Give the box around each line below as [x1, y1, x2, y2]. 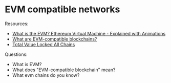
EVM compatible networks [5, 4, 120, 15]
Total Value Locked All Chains [12, 41, 75, 47]
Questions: [5, 51, 28, 57]
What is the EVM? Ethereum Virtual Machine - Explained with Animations [12, 30, 166, 36]
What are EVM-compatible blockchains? [12, 36, 97, 42]
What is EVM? [12, 61, 42, 67]
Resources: [5, 20, 29, 27]
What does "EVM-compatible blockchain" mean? [12, 67, 116, 73]
